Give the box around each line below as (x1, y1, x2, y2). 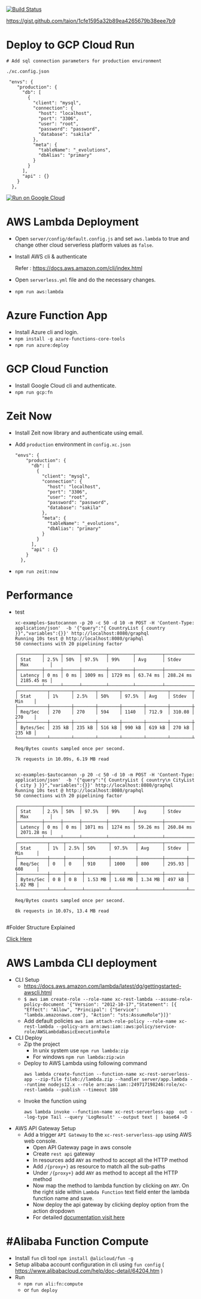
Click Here (6, 935, 32, 942)
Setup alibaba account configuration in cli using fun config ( (14, 1261, 165, 1268)
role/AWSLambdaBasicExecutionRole (23, 1028, 110, 1035)
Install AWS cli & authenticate (14, 253, 87, 260)
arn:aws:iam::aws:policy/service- (90, 1024, 177, 1030)
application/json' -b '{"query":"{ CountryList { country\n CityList (14, 777, 195, 783)
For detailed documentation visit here (32, 1213, 125, 1221)
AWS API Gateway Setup (14, 1124, 76, 1131)
